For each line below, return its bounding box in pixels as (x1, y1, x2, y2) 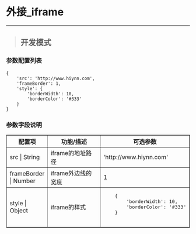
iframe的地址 (50, 149, 86, 157)
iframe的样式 (50, 203, 86, 211)
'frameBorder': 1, (16, 80, 61, 87)
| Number (9, 177, 36, 185)
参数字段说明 (6, 121, 43, 129)
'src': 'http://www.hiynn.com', (16, 75, 95, 81)
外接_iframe (6, 5, 64, 19)
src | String (9, 153, 40, 161)
